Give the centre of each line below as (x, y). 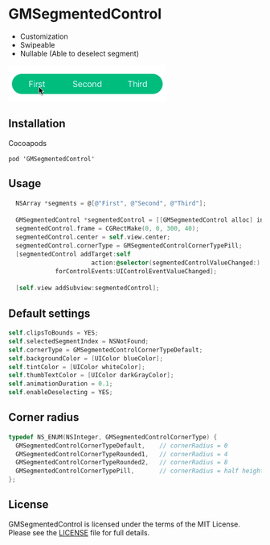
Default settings (49, 313)
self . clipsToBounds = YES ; (53, 333)
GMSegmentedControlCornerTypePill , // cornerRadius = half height (140, 471)
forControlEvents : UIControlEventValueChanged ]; (136, 271)
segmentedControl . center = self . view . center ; (93, 237)
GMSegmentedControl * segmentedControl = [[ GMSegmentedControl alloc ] (134, 220)
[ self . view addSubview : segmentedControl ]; (88, 288)
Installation (37, 124)
